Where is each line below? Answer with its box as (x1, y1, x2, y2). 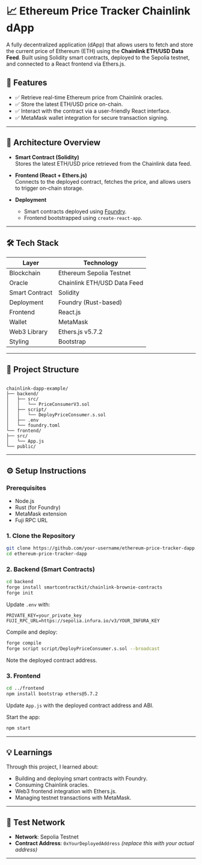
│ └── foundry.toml (6, 422, 61, 429)
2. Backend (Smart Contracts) (6, 565, 95, 573)
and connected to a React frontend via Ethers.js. (6, 60, 126, 67)
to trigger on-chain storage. (14, 184, 84, 192)
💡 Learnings (6, 747, 53, 757)
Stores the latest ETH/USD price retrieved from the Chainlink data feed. (14, 160, 192, 167)
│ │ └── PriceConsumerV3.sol (6, 401, 90, 408)
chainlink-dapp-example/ (6, 386, 69, 392)
